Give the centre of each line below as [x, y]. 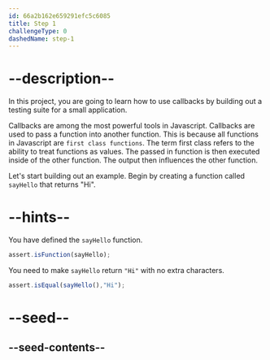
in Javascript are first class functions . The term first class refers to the [131, 143]
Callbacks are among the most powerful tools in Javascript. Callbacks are [132, 126]
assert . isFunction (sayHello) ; [60, 255]
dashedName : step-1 [41, 39]
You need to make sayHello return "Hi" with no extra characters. [117, 270]
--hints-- [39, 217]
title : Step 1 [33, 24]
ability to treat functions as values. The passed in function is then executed [134, 152]
